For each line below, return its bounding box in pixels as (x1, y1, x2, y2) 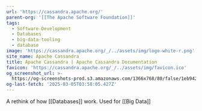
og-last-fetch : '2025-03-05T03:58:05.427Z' (6, 82, 117, 88)
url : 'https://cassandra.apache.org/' (6, 8, 103, 15)
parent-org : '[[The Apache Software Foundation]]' (6, 14, 136, 20)
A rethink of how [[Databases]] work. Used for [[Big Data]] (6, 98, 151, 105)
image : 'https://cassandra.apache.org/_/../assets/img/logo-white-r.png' (6, 48, 195, 54)
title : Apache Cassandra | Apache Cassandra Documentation (6, 59, 158, 65)
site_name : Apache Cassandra (6, 53, 79, 59)
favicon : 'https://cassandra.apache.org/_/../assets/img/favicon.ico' (6, 64, 187, 71)
